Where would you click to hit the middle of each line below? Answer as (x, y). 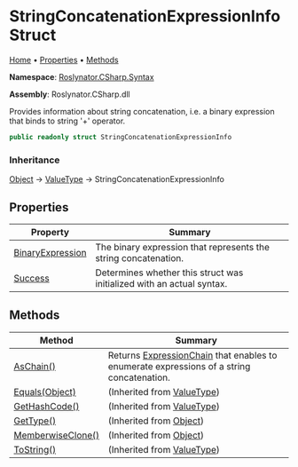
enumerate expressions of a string (179, 366)
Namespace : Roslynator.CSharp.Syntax (82, 76)
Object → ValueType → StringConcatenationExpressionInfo (117, 179)
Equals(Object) (45, 392)
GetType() (35, 421)
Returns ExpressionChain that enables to (192, 355)
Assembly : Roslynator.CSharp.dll (70, 94)
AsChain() (35, 366)
